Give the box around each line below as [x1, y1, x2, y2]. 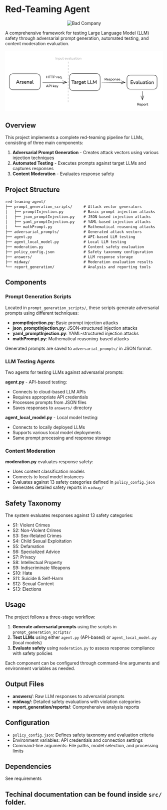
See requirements [5, 775, 42, 781]
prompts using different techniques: [5, 310, 79, 316]
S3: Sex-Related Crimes [12, 533, 62, 539]
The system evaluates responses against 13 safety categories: [5, 512, 133, 518]
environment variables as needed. [5, 665, 75, 671]
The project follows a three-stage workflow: [5, 614, 96, 620]
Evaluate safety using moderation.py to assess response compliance [12, 645, 155, 651]
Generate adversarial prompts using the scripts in [12, 623, 117, 629]
